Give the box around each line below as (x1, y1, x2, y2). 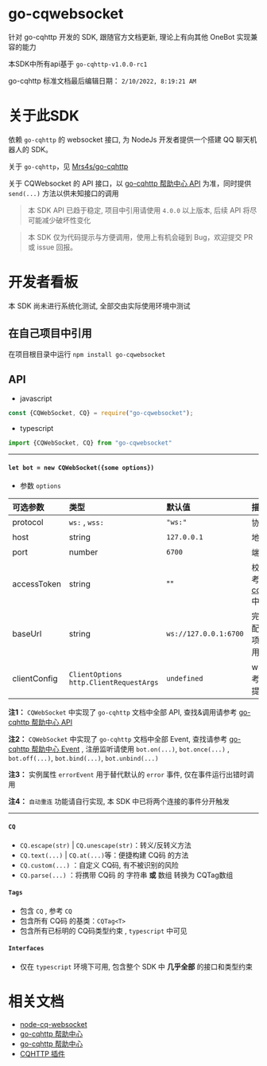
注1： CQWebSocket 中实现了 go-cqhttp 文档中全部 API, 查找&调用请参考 (8, 707, 238, 717)
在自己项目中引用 (8, 327, 92, 340)
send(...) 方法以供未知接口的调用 (8, 188, 119, 198)
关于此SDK (8, 107, 79, 125)
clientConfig (12, 673, 58, 684)
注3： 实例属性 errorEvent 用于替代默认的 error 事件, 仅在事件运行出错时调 (8, 770, 254, 779)
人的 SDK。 (14, 144, 53, 154)
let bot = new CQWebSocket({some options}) (8, 464, 155, 472)
